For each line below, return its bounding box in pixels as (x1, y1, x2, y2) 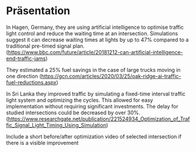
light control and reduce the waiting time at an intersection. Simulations (6, 29, 178, 37)
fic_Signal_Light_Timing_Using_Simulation (6, 121, 107, 128)
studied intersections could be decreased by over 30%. (6, 109, 141, 116)
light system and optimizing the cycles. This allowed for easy (6, 96, 154, 104)
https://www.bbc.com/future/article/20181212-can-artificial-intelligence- (8, 48, 183, 55)
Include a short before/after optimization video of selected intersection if (6, 133, 182, 140)
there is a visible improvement (6, 139, 79, 146)
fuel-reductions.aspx (6, 78, 57, 86)
